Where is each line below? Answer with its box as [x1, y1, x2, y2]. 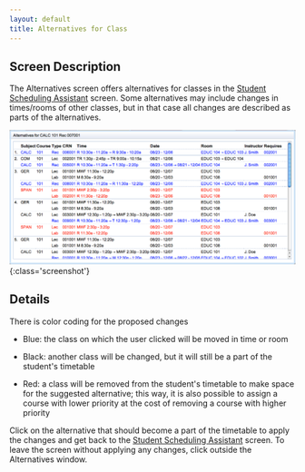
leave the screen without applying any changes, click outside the [9, 444, 252, 455]
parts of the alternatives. [9, 112, 102, 123]
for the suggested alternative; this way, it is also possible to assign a [22, 388, 279, 398]
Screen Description [9, 59, 121, 74]
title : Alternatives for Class [9, 24, 128, 34]
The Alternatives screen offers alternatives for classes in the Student [9, 83, 267, 94]
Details [9, 291, 50, 308]
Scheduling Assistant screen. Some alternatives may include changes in [9, 93, 279, 103]
